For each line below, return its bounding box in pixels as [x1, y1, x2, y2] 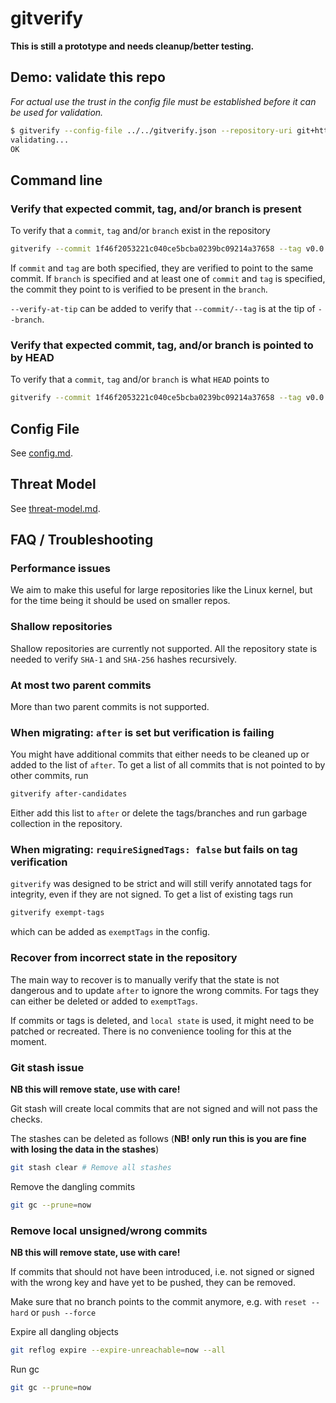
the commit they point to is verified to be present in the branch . [10, 283, 268, 295]
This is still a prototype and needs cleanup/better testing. [10, 40, 255, 52]
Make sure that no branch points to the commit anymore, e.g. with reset [10, 1296, 307, 1307]
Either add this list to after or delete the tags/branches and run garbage [10, 807, 308, 819]
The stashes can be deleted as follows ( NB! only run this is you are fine [10, 1132, 307, 1144]
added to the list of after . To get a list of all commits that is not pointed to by [10, 759, 326, 771]
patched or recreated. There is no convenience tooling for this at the [10, 1025, 292, 1037]
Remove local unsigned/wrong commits [10, 1223, 208, 1237]
